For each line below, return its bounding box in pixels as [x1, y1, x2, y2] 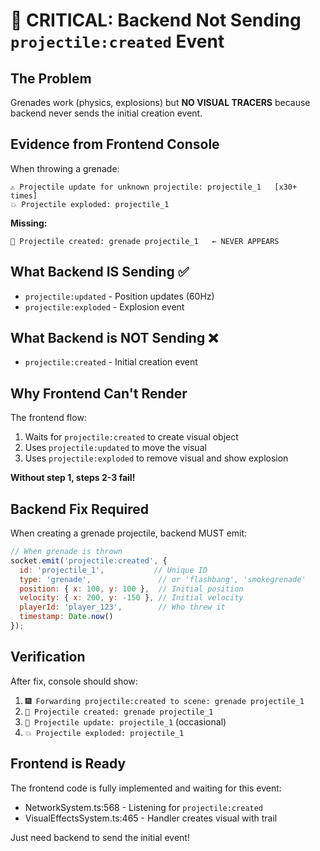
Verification [10, 649, 86, 666]
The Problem [10, 70, 92, 87]
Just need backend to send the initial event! [10, 831, 190, 843]
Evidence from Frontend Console [10, 136, 220, 153]
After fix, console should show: [10, 675, 138, 687]
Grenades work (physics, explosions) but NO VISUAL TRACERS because [10, 97, 311, 108]
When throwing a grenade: [10, 162, 120, 174]
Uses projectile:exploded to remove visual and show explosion [24, 452, 289, 464]
